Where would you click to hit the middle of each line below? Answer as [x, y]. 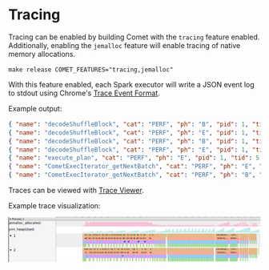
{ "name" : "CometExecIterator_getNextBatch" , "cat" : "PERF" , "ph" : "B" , [132, 175]
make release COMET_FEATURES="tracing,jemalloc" [91, 70]
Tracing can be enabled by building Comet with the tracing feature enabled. [134, 37]
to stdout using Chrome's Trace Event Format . [84, 93]
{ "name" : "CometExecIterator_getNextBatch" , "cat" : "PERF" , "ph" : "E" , [132, 167]
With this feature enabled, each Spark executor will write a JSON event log [131, 84]
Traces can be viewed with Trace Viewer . [76, 191]
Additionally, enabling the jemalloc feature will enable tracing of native [124, 45]
